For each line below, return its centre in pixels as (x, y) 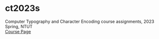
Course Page (18, 31)
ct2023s (23, 8)
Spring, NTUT (19, 26)
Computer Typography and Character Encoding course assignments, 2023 (79, 21)
